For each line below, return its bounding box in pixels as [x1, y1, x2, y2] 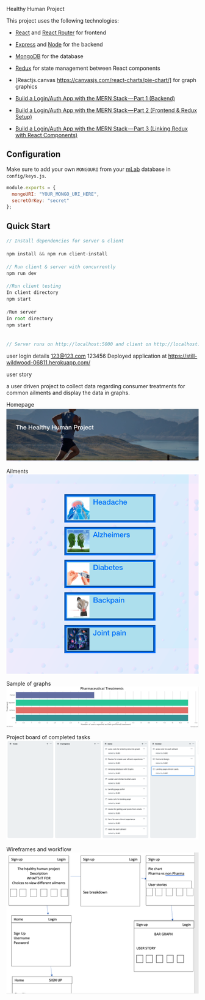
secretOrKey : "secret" [12, 197, 70, 204]
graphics [15, 83, 38, 90]
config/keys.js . [6, 171, 47, 179]
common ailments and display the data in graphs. [6, 389, 130, 396]
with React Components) [15, 132, 78, 138]
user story [6, 370, 32, 378]
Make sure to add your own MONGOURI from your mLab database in [6, 165, 171, 173]
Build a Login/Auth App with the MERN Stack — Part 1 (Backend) [15, 95, 175, 102]
